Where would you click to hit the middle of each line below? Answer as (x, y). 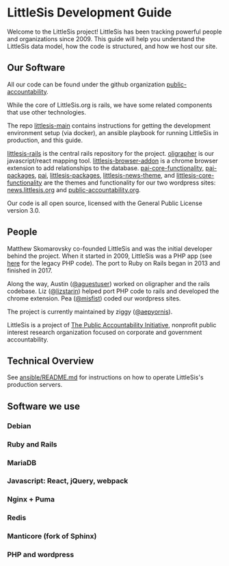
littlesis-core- (196, 175)
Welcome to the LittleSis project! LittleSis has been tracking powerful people (114, 32)
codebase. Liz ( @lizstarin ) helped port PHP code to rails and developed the (113, 291)
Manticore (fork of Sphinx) (52, 536)
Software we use (44, 406)
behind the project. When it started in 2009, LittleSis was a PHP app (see (110, 256)
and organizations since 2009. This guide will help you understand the (106, 38)
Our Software (36, 68)
